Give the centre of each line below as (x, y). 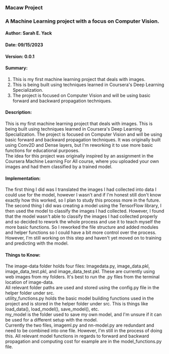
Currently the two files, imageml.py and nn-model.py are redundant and (80, 325)
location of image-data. (30, 282)
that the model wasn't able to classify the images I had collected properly (81, 216)
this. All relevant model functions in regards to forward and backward (77, 336)
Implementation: (23, 178)
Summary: (16, 68)
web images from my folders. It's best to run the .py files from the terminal (82, 277)
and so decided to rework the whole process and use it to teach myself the (83, 222)
